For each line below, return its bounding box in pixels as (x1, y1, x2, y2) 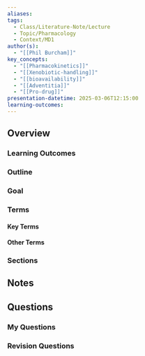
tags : (7, 17, 23, 24)
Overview (7, 128, 51, 139)
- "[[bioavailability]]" (13, 75, 86, 83)
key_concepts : (7, 56, 49, 63)
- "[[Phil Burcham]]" (13, 50, 77, 57)
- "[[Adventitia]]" (13, 82, 70, 89)
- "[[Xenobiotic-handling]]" (13, 69, 98, 76)
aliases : (7, 10, 33, 18)
